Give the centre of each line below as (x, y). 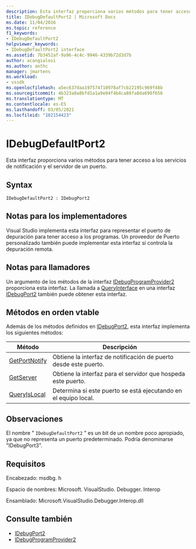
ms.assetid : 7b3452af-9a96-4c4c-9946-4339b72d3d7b (69, 55)
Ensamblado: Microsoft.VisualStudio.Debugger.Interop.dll (75, 501)
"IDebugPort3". (24, 445)
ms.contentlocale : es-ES (36, 104)
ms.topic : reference (31, 28)
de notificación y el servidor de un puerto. (57, 166)
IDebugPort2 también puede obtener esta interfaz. (66, 294)
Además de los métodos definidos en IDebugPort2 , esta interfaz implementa (98, 326)
